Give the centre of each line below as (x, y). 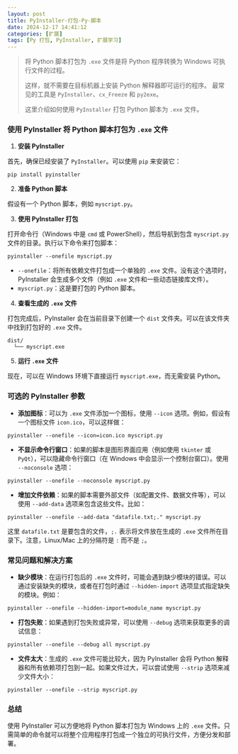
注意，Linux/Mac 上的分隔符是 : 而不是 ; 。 (88, 540)
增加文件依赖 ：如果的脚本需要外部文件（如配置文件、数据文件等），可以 (121, 495)
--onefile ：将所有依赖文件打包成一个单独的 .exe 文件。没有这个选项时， (124, 271)
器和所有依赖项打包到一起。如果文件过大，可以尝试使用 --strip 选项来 (120, 667)
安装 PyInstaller (41, 146)
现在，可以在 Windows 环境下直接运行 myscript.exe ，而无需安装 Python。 (116, 376)
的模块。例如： (39, 595)
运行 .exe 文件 (38, 361)
